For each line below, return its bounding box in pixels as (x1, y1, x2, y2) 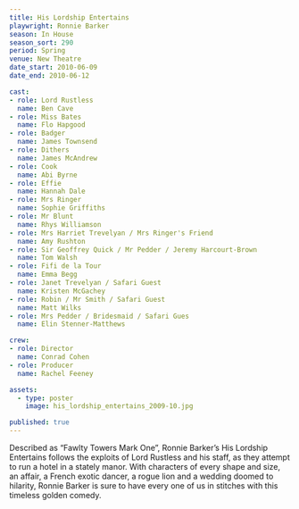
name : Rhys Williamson (17, 220, 102, 229)
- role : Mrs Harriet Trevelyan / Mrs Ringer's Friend (9, 229, 214, 238)
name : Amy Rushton (17, 237, 87, 246)
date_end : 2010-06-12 (9, 71, 90, 80)
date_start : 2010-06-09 (9, 63, 98, 72)
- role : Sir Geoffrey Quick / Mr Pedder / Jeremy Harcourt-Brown (9, 245, 257, 254)
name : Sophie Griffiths (17, 204, 105, 213)
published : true (9, 418, 70, 427)
